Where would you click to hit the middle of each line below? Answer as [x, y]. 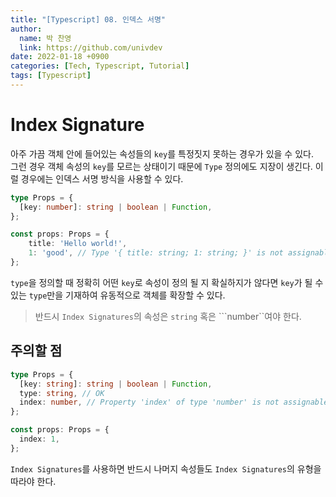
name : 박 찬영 [45, 38]
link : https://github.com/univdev [91, 47]
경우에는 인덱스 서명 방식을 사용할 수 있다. [102, 178]
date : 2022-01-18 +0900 [60, 57]
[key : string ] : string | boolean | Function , [116, 384]
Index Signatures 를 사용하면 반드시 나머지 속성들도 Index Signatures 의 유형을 [166, 468]
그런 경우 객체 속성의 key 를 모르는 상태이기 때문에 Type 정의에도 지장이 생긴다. [161, 166]
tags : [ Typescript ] [51, 76]
